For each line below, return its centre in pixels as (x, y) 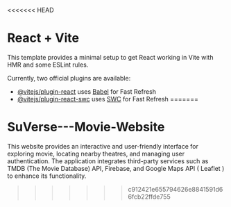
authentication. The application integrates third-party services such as (108, 161)
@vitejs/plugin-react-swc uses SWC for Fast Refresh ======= (108, 99)
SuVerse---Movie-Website (86, 127)
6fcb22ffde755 (149, 197)
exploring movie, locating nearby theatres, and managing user (96, 154)
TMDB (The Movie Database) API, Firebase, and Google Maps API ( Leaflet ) (116, 168)
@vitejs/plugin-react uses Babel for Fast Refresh (87, 91)
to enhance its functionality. (47, 176)
